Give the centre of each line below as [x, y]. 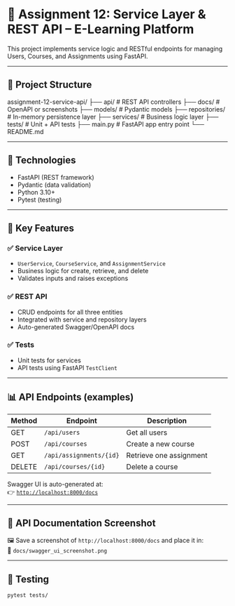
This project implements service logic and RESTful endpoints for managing [115, 48]
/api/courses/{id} [75, 467]
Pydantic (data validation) [54, 185]
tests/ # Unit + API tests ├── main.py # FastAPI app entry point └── [106, 124]
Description [167, 421]
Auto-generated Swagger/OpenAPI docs [76, 327]
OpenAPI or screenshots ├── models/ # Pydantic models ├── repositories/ [116, 109]
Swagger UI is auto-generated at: [55, 484]
